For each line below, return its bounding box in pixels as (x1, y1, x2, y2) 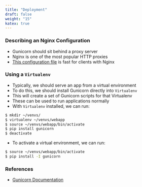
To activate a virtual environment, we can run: (12, 140, 106, 146)
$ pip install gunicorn (5, 126, 54, 131)
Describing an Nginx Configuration (5, 37, 90, 44)
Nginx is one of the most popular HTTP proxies (12, 54, 108, 60)
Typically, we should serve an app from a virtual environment (12, 82, 137, 88)
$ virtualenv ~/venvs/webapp (5, 117, 65, 122)
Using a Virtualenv (5, 71, 51, 78)
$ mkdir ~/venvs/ (5, 113, 41, 118)
